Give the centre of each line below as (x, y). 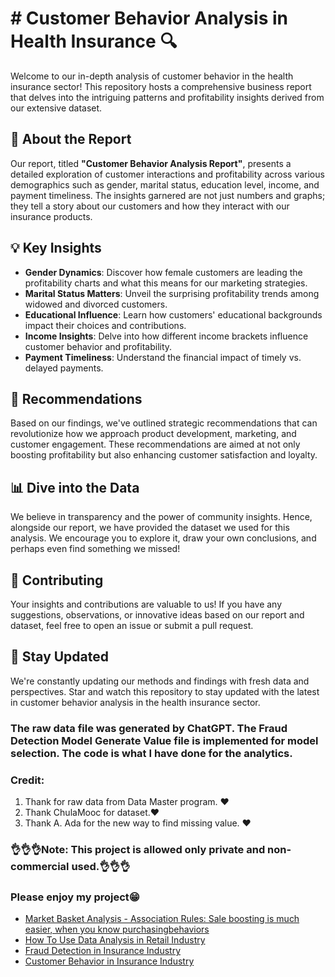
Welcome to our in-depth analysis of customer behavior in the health (152, 76)
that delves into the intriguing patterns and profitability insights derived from (167, 97)
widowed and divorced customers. (96, 304)
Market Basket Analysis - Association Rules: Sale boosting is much (162, 919)
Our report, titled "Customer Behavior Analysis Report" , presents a (151, 163)
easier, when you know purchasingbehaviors (117, 929)
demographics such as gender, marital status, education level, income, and (165, 184)
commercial (40, 866)
